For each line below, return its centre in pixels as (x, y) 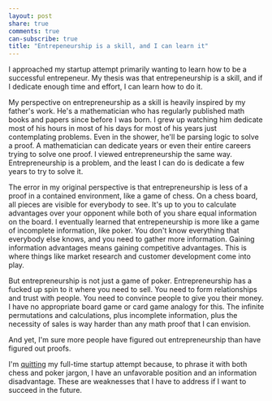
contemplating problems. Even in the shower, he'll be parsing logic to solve (134, 137)
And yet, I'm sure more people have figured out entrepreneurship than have (135, 340)
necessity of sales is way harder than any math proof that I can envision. (130, 324)
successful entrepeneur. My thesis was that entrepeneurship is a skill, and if (136, 78)
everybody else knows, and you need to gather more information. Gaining (132, 239)
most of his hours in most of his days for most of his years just (113, 129)
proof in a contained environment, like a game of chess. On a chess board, (133, 196)
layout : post (30, 16)
